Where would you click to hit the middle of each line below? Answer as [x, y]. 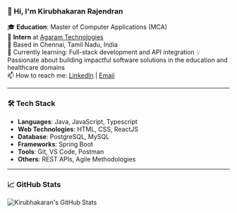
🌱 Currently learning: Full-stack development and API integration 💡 [104, 52]
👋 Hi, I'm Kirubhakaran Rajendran [65, 11]
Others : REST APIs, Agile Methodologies [77, 159]
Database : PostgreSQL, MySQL [63, 136]
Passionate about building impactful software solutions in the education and [117, 60]
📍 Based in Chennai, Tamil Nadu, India [63, 44]
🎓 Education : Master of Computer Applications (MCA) [87, 27]
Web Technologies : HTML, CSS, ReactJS [78, 129]
